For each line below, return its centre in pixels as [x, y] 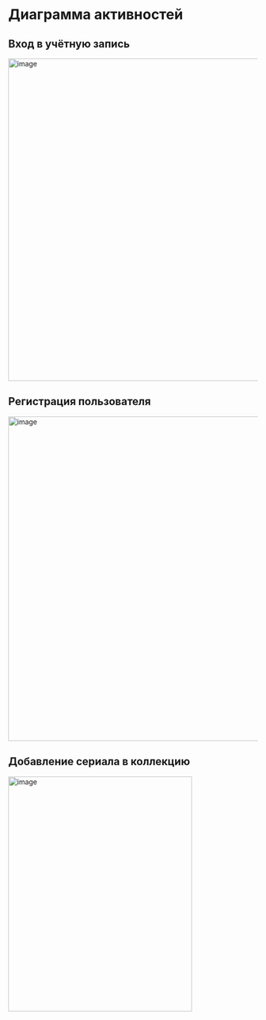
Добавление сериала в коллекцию [99, 762]
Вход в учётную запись [69, 44]
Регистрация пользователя [80, 402]
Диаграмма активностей [96, 15]
